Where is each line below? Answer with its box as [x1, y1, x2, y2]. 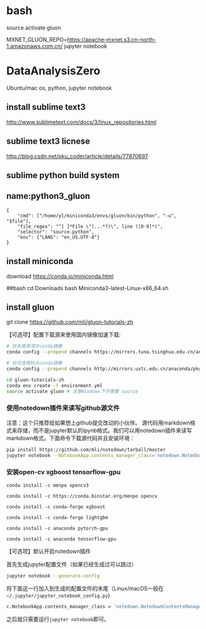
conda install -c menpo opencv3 [6, 482, 89, 488]
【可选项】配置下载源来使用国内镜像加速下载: [6, 331, 121, 338]
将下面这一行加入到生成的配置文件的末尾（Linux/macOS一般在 [6, 584, 164, 592]
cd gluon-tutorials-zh [6, 377, 64, 383]
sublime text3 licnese [6, 136, 90, 147]
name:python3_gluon [6, 191, 91, 201]
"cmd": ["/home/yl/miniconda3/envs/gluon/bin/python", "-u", [17, 212, 177, 218]
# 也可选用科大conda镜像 [6, 360, 63, 366]
